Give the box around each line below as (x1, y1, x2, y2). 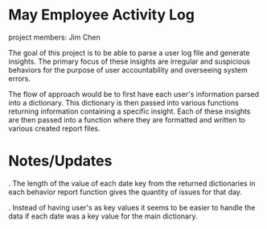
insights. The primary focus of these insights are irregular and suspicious (8, 56, 251, 66)
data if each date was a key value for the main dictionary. (8, 211, 198, 221)
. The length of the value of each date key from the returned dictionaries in (8, 178, 256, 188)
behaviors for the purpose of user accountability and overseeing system (8, 65, 248, 74)
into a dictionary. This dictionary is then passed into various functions (8, 98, 239, 107)
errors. (8, 73, 31, 83)
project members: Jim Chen (8, 32, 101, 42)
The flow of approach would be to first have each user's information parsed (8, 89, 260, 98)
